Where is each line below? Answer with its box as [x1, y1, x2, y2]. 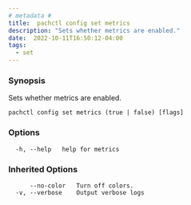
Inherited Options [8, 164, 78, 175]
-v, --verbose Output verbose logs [15, 188, 145, 196]
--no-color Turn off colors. [29, 181, 134, 190]
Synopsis [8, 75, 46, 86]
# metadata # [8, 11, 52, 20]
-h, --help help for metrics [15, 145, 120, 153]
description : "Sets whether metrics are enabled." [8, 26, 181, 34]
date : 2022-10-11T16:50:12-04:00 [8, 34, 124, 42]
